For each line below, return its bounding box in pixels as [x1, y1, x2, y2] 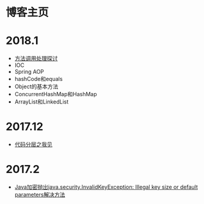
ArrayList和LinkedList [14, 98, 69, 105]
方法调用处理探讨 [14, 55, 58, 62]
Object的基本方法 [14, 83, 59, 90]
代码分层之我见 [14, 141, 53, 148]
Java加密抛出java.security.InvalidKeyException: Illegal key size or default [14, 183, 198, 191]
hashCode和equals [14, 76, 63, 83]
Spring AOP [14, 68, 44, 76]
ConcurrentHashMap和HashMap [14, 91, 97, 98]
